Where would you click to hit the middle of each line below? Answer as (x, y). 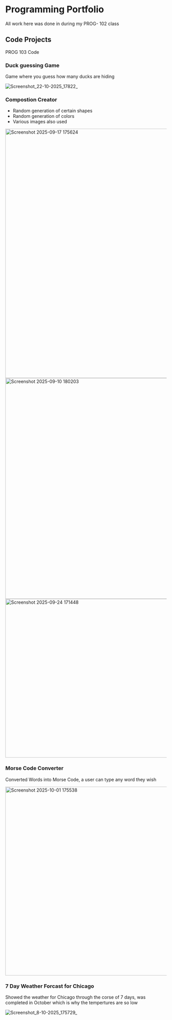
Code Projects (28, 40)
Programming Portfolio (55, 9)
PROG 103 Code (22, 52)
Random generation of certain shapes (52, 111)
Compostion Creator (31, 99)
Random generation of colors (44, 116)
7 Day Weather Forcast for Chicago (50, 986)
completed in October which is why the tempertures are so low (72, 1003)
